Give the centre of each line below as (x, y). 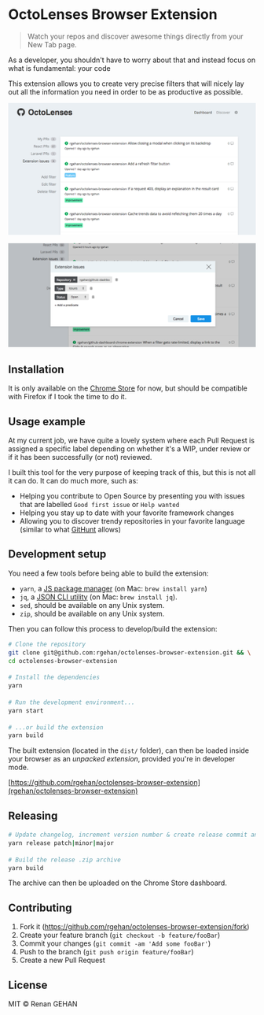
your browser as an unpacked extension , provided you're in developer (122, 759)
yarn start (26, 710)
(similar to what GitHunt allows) (70, 529)
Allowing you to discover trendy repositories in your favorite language (132, 520)
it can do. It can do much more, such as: (73, 480)
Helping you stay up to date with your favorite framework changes (126, 513)
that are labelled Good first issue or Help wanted (99, 504)
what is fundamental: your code (60, 68)
